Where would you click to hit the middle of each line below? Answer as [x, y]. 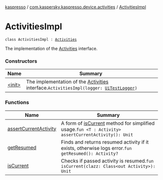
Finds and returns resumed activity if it [105, 142]
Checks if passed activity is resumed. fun [107, 161]
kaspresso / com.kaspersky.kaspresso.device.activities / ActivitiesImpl [76, 7]
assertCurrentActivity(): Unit [97, 135]
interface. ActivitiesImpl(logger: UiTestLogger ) [81, 88]
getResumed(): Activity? [90, 153]
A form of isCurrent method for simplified [108, 123]
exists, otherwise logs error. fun [96, 148]
